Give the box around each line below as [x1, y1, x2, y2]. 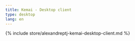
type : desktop [5, 12, 36, 17]
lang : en [5, 16, 24, 21]
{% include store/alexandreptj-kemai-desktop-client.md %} [5, 30, 130, 36]
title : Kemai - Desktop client [5, 7, 72, 12]
